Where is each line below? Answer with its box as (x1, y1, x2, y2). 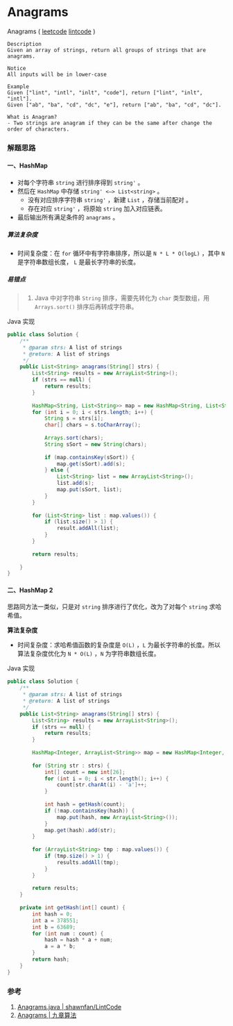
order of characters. (7, 126, 70, 133)
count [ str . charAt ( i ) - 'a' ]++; (56, 781, 148, 788)
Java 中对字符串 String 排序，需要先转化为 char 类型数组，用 (34, 294, 210, 302)
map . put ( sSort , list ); (56, 486, 123, 493)
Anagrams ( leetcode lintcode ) (7, 27, 96, 35)
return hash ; (32, 956, 70, 963)
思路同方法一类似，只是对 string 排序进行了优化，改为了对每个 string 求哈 (7, 602, 222, 611)
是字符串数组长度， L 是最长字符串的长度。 (17, 258, 140, 266)
